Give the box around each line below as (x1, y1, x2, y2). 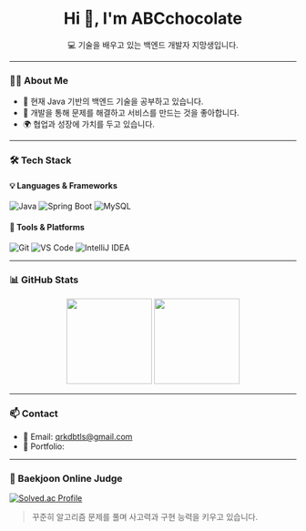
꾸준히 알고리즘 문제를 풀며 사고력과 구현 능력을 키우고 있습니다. (31, 512, 258, 523)
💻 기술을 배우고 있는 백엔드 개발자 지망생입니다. (67, 39, 239, 50)
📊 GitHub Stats (9, 273, 79, 286)
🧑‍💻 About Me (9, 74, 68, 87)
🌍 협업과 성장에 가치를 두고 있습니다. (22, 118, 155, 130)
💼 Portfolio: (22, 441, 66, 452)
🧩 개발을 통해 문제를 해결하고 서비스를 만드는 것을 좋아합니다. (22, 107, 240, 118)
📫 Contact (9, 407, 58, 420)
